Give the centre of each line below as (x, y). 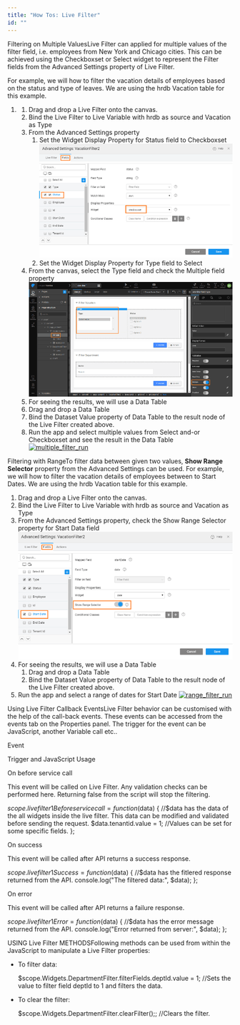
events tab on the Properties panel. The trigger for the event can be (107, 724)
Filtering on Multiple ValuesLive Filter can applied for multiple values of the (117, 44)
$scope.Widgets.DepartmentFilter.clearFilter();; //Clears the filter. (114, 1014)
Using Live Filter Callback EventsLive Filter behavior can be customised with (120, 709)
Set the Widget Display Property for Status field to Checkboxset (133, 140)
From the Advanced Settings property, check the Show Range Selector (122, 520)
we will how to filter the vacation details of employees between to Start (112, 476)
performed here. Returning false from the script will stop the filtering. (109, 794)
